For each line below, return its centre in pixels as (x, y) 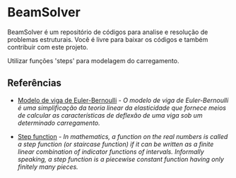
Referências (35, 83)
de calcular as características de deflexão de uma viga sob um (110, 115)
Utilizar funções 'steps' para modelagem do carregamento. (93, 60)
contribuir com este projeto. (48, 47)
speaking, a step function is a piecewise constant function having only (121, 159)
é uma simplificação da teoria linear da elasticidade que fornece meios (122, 108)
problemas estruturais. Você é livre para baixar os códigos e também (108, 39)
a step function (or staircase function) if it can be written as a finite (116, 144)
